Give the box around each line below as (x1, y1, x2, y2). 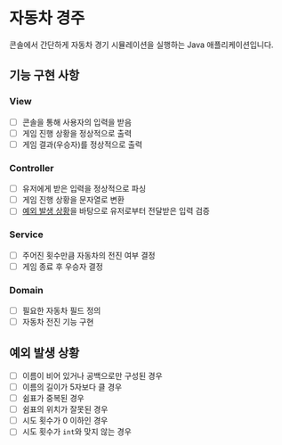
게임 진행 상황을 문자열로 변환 (21, 194, 125, 205)
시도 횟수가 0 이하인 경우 (21, 416, 109, 426)
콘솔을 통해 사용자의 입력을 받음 (21, 117, 132, 128)
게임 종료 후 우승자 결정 (21, 260, 104, 272)
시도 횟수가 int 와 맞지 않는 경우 (21, 426, 132, 437)
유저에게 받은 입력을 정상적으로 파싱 (21, 184, 147, 194)
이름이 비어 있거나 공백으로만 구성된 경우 (21, 370, 163, 381)
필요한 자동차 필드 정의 (21, 305, 101, 317)
